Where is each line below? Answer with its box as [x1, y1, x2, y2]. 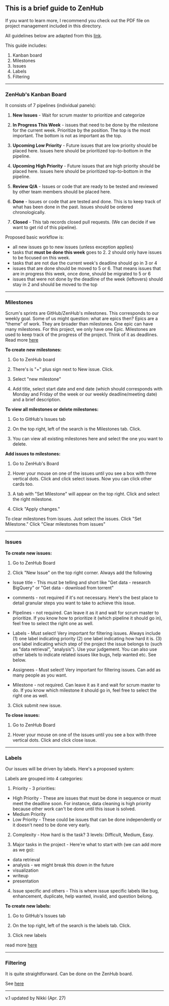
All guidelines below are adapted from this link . [5, 32, 102, 38]
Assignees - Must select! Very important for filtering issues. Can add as [12, 666, 161, 673]
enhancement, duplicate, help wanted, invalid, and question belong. [12, 893, 153, 899]
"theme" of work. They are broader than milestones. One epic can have [5, 321, 153, 327]
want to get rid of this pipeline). [12, 225, 78, 231]
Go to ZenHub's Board [12, 461, 59, 467]
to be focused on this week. [12, 255, 70, 261]
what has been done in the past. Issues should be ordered [12, 204, 133, 210]
